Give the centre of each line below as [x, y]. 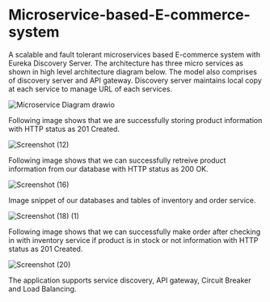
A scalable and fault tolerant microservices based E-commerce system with [135, 54]
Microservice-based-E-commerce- [129, 15]
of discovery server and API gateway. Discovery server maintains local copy [135, 80]
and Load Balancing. [42, 288]
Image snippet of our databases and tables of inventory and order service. [132, 200]
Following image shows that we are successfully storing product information [135, 120]
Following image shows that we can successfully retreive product [117, 160]
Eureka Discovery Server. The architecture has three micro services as [126, 63]
